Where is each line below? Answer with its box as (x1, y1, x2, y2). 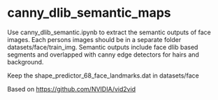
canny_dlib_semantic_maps (7, 5, 171, 21)
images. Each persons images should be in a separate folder (7, 35, 182, 43)
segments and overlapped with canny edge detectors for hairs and (7, 50, 199, 59)
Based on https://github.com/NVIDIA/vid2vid (7, 85, 136, 93)
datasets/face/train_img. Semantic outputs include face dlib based (7, 43, 198, 51)
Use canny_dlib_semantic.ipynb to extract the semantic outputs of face (7, 28, 211, 36)
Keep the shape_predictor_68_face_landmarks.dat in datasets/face (7, 71, 199, 80)
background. (7, 57, 44, 66)
